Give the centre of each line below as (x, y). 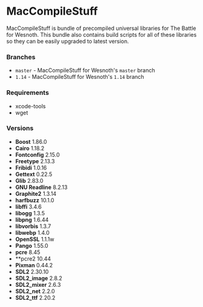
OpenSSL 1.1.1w (35, 239)
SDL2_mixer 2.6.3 (38, 284)
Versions (20, 128)
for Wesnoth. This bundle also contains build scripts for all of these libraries (102, 34)
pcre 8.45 (28, 252)
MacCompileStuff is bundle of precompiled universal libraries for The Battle (102, 28)
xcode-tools (30, 106)
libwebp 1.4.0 (32, 232)
